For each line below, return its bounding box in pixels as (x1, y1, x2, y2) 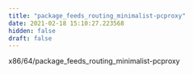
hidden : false (8, 27, 57, 35)
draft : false (8, 34, 52, 43)
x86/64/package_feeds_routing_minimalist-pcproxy (8, 56, 180, 66)
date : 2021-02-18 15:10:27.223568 (8, 19, 125, 27)
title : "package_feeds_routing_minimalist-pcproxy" (8, 11, 186, 20)
